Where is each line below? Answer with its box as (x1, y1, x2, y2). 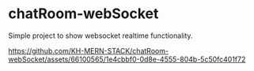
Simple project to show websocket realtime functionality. (8, 31, 193, 40)
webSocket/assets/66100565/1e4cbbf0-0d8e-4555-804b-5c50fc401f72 (8, 54, 246, 64)
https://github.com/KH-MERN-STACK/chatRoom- (8, 46, 169, 55)
